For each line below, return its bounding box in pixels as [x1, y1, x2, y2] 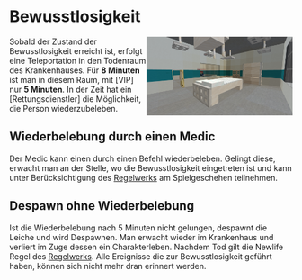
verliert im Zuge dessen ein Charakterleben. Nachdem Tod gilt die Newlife [9, 241, 284, 252]
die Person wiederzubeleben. [9, 103, 119, 113]
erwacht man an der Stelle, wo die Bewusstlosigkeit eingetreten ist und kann [9, 162, 292, 173]
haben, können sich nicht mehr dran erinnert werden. [9, 260, 207, 271]
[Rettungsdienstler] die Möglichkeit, [9, 93, 142, 104]
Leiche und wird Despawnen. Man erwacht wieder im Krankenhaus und [9, 231, 274, 242]
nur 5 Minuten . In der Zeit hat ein [9, 84, 132, 95]
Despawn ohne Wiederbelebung [9, 198, 195, 213]
